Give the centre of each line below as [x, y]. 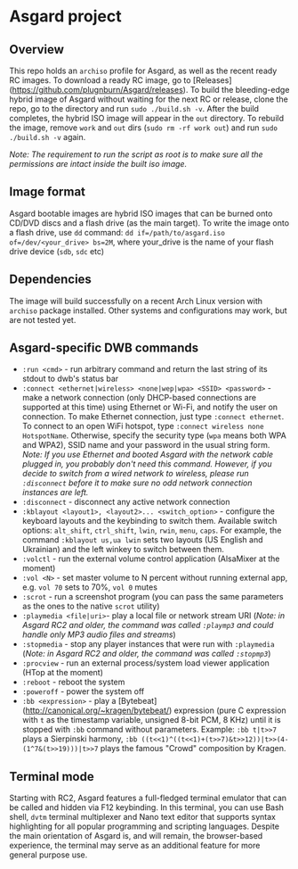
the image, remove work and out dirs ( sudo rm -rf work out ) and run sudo [144, 128]
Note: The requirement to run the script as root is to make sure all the [137, 154]
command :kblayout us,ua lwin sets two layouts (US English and [143, 540]
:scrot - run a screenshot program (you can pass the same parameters [153, 597]
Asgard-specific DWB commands [104, 348]
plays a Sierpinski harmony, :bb [80, 739]
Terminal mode [52, 777]
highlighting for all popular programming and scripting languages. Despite [145, 826]
